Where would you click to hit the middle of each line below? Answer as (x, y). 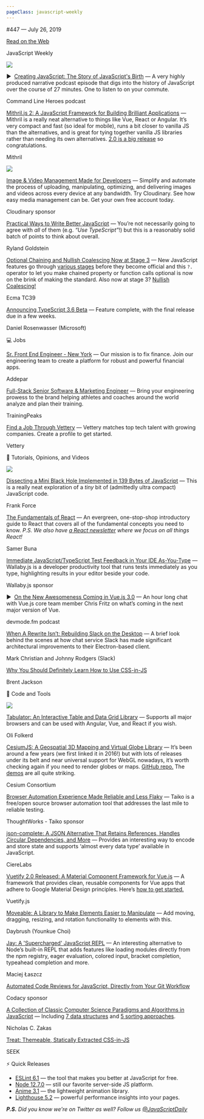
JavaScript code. (28, 493)
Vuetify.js (18, 901)
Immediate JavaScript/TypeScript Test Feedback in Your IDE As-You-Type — (102, 560)
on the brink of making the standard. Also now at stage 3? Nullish (88, 279)
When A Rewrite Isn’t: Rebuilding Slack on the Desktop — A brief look (93, 633)
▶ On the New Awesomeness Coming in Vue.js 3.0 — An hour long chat (97, 597)
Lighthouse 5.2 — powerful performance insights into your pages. (97, 1097)
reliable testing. (25, 809)
